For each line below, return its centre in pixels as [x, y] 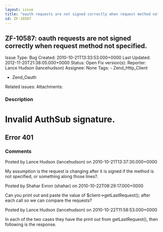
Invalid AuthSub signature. [60, 119]
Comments [18, 151]
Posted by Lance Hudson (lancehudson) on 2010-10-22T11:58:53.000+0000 [81, 210]
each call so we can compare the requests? [49, 200]
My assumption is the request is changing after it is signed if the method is [80, 171]
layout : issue [19, 9]
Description [19, 99]
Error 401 [19, 137]
